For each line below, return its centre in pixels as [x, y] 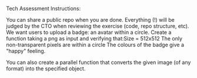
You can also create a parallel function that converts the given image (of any [98, 62]
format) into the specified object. [46, 69]
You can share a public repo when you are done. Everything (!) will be [90, 20]
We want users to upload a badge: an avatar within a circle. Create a [89, 32]
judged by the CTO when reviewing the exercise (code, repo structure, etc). [98, 26]
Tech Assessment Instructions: [44, 9]
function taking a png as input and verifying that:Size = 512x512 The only [94, 38]
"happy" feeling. [26, 51]
